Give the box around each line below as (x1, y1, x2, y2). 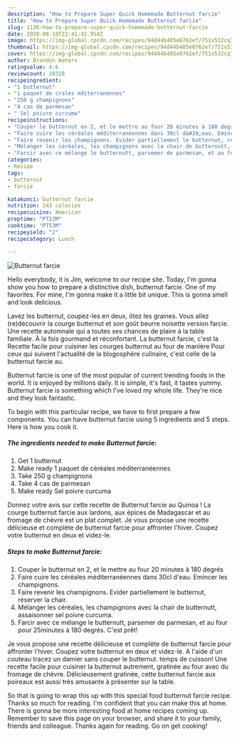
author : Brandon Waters (7, 57, 78, 64)
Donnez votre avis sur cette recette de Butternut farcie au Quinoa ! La (7, 500, 211, 510)
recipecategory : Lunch (7, 235, 75, 242)
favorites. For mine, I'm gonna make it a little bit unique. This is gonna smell (7, 290, 228, 299)
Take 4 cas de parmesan (17, 479, 91, 488)
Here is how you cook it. (7, 422, 78, 431)
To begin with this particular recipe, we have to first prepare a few (7, 407, 201, 416)
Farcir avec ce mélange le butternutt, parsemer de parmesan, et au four (17, 618, 228, 627)
